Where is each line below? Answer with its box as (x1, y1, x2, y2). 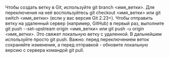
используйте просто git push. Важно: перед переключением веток (5, 36, 149, 42)
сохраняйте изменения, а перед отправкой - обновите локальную (5, 42, 148, 47)
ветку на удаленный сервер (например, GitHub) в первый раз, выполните (5, 20, 164, 26)
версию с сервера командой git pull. (5, 47, 84, 53)
